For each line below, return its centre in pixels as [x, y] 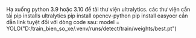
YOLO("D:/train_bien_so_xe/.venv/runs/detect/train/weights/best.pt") [91, 28]
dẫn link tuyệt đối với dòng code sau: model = [63, 22]
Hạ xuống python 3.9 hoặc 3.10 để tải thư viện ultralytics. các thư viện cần [98, 9]
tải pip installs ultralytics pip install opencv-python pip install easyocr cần [97, 16]
